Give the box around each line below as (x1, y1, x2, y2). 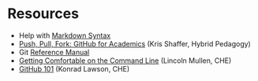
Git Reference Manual (18, 47, 90, 57)
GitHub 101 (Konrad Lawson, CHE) (18, 64, 130, 73)
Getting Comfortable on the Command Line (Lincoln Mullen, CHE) (18, 56, 232, 65)
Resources (7, 5, 80, 23)
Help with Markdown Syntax (18, 31, 111, 40)
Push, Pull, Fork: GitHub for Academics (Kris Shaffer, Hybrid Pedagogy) (18, 39, 252, 48)
